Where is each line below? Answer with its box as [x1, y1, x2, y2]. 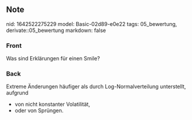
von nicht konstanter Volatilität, [14, 100, 90, 108]
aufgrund [6, 89, 28, 96]
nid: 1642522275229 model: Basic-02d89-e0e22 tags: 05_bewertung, [6, 20, 177, 27]
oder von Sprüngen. [14, 107, 64, 114]
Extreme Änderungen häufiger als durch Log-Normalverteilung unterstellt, [6, 83, 186, 90]
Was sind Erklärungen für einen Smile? [6, 55, 100, 62]
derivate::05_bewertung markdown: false [6, 27, 106, 34]
